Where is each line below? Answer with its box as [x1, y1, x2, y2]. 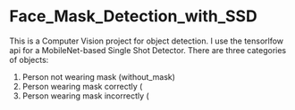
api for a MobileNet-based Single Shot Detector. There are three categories [9, 44, 287, 55]
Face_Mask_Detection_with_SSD [9, 6, 257, 27]
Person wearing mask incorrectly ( [21, 90, 149, 101]
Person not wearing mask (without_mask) [21, 71, 176, 82]
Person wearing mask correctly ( [21, 81, 143, 91]
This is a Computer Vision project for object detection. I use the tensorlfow [9, 35, 284, 46]
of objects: [9, 54, 49, 65]
